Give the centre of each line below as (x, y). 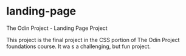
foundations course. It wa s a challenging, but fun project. (78, 46)
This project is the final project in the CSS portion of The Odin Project (93, 40)
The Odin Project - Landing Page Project (57, 28)
